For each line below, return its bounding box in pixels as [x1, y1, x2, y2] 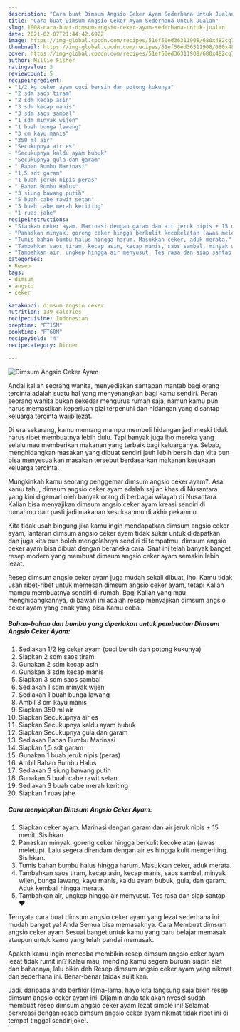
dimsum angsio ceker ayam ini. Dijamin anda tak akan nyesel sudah [8, 993, 206, 1002]
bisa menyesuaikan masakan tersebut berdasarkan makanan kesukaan [8, 456, 216, 464]
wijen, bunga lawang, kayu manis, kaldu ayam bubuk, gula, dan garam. [18, 877, 226, 885]
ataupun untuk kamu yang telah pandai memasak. [8, 936, 155, 944]
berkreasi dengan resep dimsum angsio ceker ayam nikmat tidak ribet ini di [8, 1008, 229, 1017]
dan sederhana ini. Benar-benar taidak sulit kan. [8, 972, 149, 981]
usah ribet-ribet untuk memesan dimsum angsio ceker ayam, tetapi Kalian [8, 581, 224, 589]
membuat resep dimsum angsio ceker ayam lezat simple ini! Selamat [8, 1001, 209, 1010]
